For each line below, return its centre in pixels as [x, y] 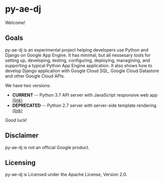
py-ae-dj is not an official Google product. [47, 147]
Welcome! [15, 23]
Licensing [20, 163]
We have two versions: [28, 85]
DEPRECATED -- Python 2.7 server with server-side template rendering [84, 105]
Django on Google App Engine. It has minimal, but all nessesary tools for [78, 55]
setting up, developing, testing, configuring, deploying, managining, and [78, 60]
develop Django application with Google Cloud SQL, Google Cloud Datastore [82, 71]
